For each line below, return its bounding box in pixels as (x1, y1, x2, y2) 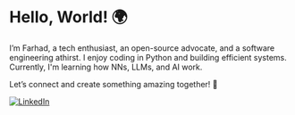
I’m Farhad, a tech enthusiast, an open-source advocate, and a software (9, 42, 275, 53)
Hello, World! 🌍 (9, 7, 128, 28)
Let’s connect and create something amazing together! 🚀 (9, 78, 218, 89)
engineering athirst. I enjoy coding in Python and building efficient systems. (9, 52, 288, 62)
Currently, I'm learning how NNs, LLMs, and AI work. (9, 62, 203, 72)
